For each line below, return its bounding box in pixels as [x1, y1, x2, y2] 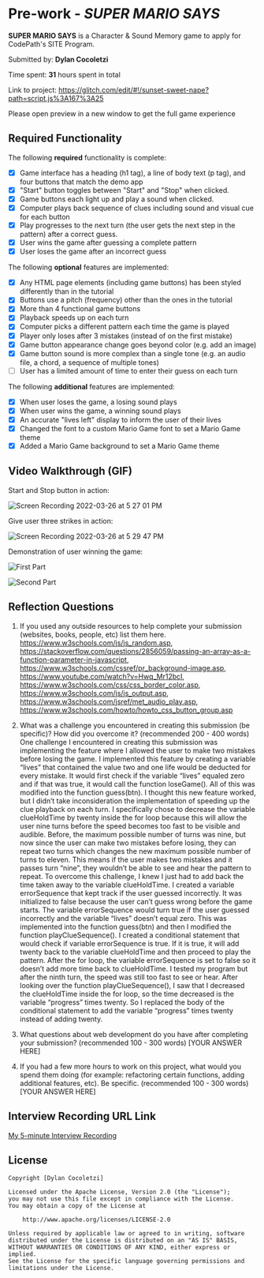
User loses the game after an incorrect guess [19, 246, 167, 257]
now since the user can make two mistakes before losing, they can [19, 838, 236, 848]
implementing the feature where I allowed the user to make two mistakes [19, 746, 256, 755]
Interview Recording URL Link [8, 1110, 156, 1123]
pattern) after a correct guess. [19, 230, 118, 239]
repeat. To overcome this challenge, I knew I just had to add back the [19, 871, 244, 881]
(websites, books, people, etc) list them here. [19, 630, 167, 639]
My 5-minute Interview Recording [8, 1130, 117, 1140]
